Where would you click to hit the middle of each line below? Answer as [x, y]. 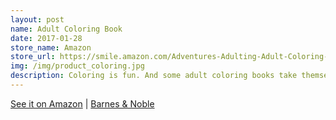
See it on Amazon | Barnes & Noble [82, 103]
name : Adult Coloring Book [66, 29]
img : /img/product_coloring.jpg [77, 66]
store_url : [33, 57]
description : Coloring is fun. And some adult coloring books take [154, 76]
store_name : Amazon [51, 47]
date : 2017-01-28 [46, 38]
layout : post [37, 19]
